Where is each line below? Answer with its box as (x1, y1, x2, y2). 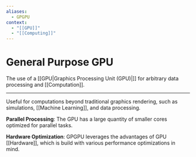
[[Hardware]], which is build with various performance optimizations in (6, 139, 176, 146)
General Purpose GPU (6, 56, 114, 69)
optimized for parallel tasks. (6, 122, 73, 129)
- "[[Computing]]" (11, 30, 57, 36)
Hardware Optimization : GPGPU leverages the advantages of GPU (6, 133, 167, 141)
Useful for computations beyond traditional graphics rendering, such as (6, 98, 178, 105)
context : (6, 19, 27, 25)
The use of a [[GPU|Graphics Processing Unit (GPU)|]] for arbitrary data (6, 75, 179, 82)
